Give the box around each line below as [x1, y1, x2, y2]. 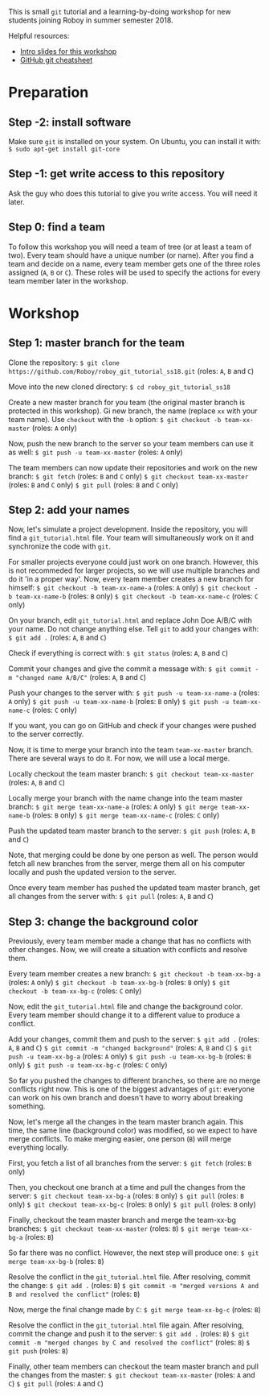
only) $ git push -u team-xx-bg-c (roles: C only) [8, 1060, 168, 1070]
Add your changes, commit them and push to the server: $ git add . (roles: [8, 1034, 259, 1044]
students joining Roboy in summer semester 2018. [8, 15, 174, 25]
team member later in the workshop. [8, 275, 128, 285]
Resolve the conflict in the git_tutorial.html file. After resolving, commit [8, 1272, 251, 1282]
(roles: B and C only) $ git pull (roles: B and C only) [8, 479, 179, 490]
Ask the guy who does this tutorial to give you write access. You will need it [8, 188, 258, 198]
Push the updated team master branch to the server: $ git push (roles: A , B [8, 826, 255, 836]
